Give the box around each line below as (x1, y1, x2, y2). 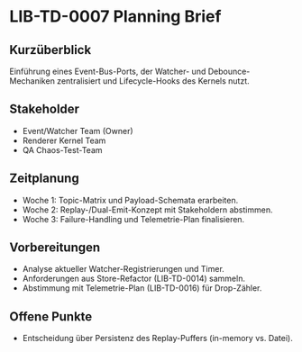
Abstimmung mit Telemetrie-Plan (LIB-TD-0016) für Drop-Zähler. (22, 283, 262, 293)
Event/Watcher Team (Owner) (22, 125, 133, 136)
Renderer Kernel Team (22, 135, 106, 146)
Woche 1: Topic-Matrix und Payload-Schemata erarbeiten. (22, 194, 239, 205)
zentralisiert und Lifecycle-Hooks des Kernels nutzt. (57, 76, 250, 86)
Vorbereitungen (9, 240, 101, 256)
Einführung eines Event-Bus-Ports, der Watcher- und (9, 66, 206, 77)
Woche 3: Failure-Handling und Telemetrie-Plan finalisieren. (22, 213, 245, 224)
